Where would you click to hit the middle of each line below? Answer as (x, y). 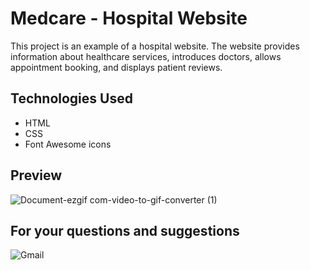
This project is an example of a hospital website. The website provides (155, 46)
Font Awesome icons (68, 144)
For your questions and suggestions (125, 230)
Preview (36, 175)
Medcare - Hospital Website (129, 18)
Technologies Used (71, 98)
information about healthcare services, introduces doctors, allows (146, 56)
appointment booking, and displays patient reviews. (116, 67)
